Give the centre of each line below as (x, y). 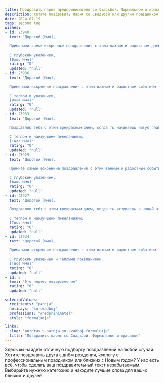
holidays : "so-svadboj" (33, 309)
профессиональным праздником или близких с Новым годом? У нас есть (82, 360)
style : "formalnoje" (30, 318)
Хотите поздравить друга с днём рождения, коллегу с (62, 355)
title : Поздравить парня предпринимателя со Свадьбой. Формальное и (76, 10)
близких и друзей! (24, 375)
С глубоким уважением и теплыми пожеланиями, (57, 259)
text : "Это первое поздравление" (43, 282)
